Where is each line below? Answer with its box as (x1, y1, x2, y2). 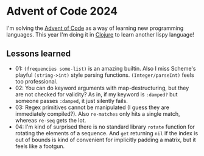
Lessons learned (6, 49, 71, 59)
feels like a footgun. (15, 142, 65, 150)
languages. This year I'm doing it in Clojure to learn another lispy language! (6, 30, 195, 38)
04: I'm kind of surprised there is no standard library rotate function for (15, 123, 195, 130)
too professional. (15, 77, 58, 85)
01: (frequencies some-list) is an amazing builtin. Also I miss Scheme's (15, 65, 196, 72)
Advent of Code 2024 (6, 4, 118, 18)
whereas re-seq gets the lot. (15, 116, 86, 124)
